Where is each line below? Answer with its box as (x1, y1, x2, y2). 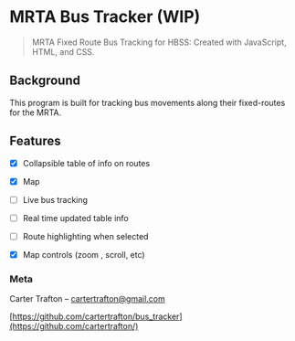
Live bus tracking (22, 194, 89, 205)
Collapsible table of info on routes (22, 157, 151, 168)
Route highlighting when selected (22, 230, 149, 241)
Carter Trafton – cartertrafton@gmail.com (9, 293, 166, 304)
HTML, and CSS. (31, 46, 95, 57)
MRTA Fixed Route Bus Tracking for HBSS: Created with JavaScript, (31, 37, 287, 48)
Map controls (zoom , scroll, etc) (22, 249, 145, 260)
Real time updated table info (22, 212, 130, 223)
